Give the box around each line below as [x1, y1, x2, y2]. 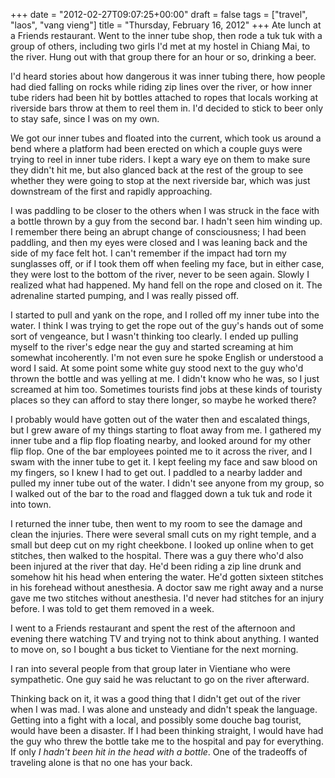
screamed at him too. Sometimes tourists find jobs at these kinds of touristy [10, 384, 323, 395]
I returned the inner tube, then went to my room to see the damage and [10, 518, 303, 529]
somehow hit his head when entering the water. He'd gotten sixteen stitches [10, 571, 324, 583]
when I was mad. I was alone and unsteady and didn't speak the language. [10, 704, 318, 715]
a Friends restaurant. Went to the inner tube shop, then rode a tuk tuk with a [10, 30, 323, 41]
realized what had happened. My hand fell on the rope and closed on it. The [10, 279, 323, 291]
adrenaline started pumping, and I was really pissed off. [10, 290, 240, 301]
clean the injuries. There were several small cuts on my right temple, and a [10, 529, 317, 540]
